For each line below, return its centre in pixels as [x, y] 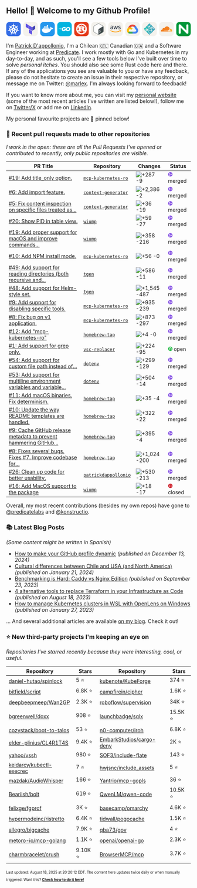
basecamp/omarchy [124, 808]
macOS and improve [33, 239]
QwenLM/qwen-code [126, 795]
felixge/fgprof [25, 808]
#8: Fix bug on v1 [30, 317]
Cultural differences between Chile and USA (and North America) [93, 566]
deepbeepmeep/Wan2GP [39, 702]
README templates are [36, 416]
